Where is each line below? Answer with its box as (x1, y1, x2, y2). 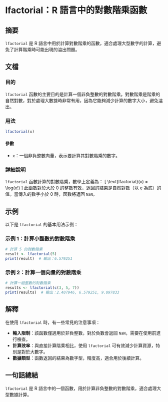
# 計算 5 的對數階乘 (5, 247, 43, 252)
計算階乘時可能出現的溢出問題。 (13, 47, 80, 53)
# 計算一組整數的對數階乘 (5, 281, 51, 286)
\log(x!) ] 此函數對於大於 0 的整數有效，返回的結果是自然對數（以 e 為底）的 (5, 185, 161, 191)
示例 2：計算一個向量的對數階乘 (5, 269, 81, 276)
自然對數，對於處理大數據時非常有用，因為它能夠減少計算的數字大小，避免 (5, 97, 158, 103)
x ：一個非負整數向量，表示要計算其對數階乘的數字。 (12, 153, 120, 159)
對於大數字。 (21, 348, 48, 354)
